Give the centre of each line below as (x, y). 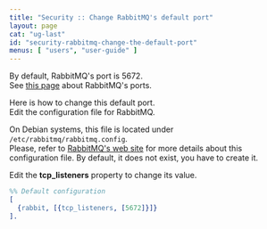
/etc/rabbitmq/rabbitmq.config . (68, 139)
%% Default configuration (57, 192)
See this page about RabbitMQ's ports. (80, 86)
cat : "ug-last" (38, 34)
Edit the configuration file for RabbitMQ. (82, 112)
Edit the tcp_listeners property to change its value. (103, 176)
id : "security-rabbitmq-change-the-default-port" (104, 42)
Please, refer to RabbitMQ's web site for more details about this (126, 149)
